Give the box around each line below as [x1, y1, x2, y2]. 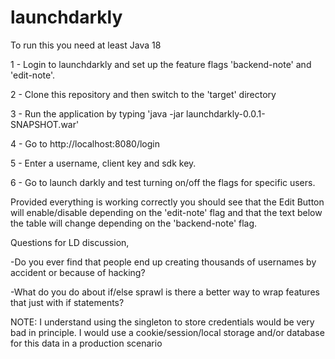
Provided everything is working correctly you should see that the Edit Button [10, 196, 325, 208]
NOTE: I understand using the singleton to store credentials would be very [10, 316, 315, 328]
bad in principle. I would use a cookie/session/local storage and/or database [10, 326, 325, 338]
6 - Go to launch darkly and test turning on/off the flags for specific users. [10, 176, 316, 188]
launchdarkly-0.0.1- [186, 107, 266, 120]
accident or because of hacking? [10, 266, 146, 278]
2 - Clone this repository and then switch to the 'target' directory [10, 88, 277, 100]
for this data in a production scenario [10, 337, 163, 349]
